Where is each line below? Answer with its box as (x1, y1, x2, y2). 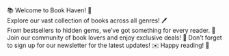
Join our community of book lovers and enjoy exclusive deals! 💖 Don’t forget (7, 33, 222, 42)
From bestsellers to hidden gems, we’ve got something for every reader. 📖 (7, 27, 216, 34)
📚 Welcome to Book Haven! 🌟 (7, 6, 92, 14)
